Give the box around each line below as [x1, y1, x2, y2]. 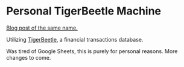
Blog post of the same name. [6, 24, 78, 31]
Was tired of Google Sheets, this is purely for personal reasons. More [6, 47, 178, 55]
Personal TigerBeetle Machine [6, 4, 162, 18]
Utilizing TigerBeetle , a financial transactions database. [6, 36, 144, 43]
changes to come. [6, 54, 51, 61]
